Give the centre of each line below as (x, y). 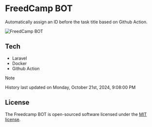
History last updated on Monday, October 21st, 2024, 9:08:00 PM (70, 87)
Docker (19, 63)
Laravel (19, 58)
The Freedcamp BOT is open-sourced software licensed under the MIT (76, 114)
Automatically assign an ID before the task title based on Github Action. (76, 22)
